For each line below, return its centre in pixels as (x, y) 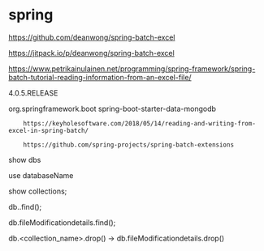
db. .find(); (25, 206)
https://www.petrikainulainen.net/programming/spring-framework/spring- (132, 68)
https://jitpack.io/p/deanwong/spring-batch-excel (91, 53)
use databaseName (41, 175)
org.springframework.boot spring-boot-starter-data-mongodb (113, 108)
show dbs (25, 160)
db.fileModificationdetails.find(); (62, 222)
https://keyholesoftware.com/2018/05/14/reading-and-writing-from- (139, 123)
